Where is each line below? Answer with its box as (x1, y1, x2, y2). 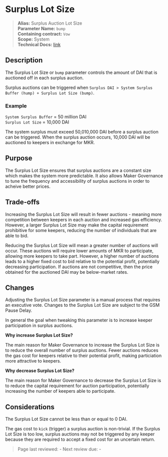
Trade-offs (5, 198, 40, 206)
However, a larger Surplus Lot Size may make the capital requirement (5, 222, 148, 228)
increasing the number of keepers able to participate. (5, 388, 116, 394)
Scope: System (17, 36, 50, 42)
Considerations (5, 403, 55, 411)
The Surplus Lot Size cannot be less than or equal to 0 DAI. (5, 416, 128, 422)
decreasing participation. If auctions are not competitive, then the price (5, 264, 153, 270)
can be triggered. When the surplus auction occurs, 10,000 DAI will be (5, 134, 151, 140)
